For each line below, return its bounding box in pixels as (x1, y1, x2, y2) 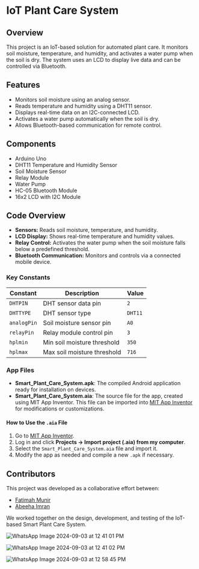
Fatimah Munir (14, 496, 51, 504)
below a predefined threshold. (14, 246, 90, 253)
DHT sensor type (43, 309, 91, 317)
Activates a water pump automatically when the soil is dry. (14, 115, 159, 122)
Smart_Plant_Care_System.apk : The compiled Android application (14, 380, 181, 387)
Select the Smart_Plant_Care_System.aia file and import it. (14, 445, 158, 452)
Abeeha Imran (14, 503, 50, 510)
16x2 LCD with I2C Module (14, 193, 81, 200)
